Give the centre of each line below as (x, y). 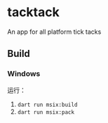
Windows (24, 74)
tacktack (33, 12)
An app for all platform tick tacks (54, 32)
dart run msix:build (47, 105)
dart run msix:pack (46, 112)
